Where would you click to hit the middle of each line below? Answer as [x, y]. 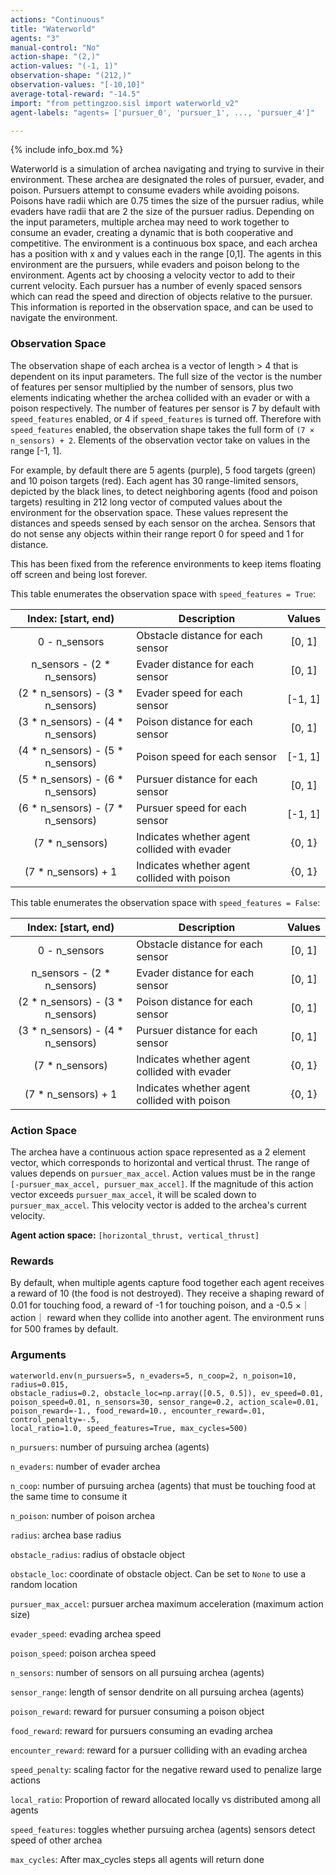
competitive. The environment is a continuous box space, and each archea [164, 243]
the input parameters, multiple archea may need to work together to [150, 222]
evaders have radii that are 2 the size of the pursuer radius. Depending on [162, 212]
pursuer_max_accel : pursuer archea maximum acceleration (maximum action [167, 1603]
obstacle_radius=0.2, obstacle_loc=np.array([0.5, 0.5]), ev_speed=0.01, [167, 1393]
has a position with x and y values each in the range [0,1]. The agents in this [166, 254]
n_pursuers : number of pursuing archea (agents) [110, 1447]
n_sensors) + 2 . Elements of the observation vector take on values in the [160, 440]
